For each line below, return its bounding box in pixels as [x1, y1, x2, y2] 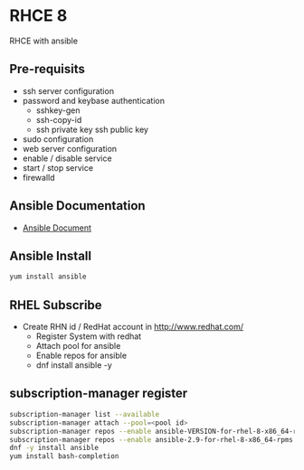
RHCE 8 [9, 5, 68, 26]
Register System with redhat [35, 331, 142, 342]
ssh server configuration [22, 85, 115, 96]
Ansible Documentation [9, 198, 147, 213]
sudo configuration [22, 133, 94, 145]
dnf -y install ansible [9, 444, 100, 453]
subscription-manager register [9, 386, 188, 401]
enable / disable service [22, 153, 112, 164]
